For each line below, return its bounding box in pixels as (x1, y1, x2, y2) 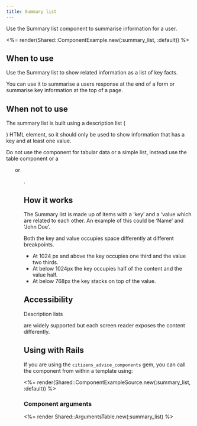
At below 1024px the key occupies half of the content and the (32, 265, 182, 272)
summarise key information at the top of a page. (6, 87, 123, 94)
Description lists (23, 310, 63, 317)
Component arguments (23, 399, 92, 408)
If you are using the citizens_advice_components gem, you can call (23, 361, 186, 368)
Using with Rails (23, 345, 85, 355)
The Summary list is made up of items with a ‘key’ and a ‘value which (23, 211, 192, 218)
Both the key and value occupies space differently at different (23, 235, 175, 242)
